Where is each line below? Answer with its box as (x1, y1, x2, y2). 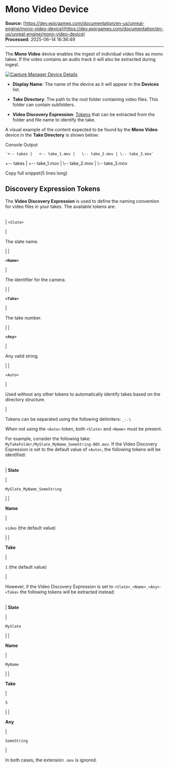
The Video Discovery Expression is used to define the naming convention (5, 198, 159, 204)
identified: (5, 452, 26, 458)
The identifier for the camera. (5, 277, 66, 283)
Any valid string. (5, 353, 39, 359)
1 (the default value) (5, 564, 47, 570)
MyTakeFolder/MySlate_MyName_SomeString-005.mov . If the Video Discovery (5, 441, 157, 447)
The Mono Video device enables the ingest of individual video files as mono (5, 50, 163, 57)
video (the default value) (5, 525, 56, 531)
